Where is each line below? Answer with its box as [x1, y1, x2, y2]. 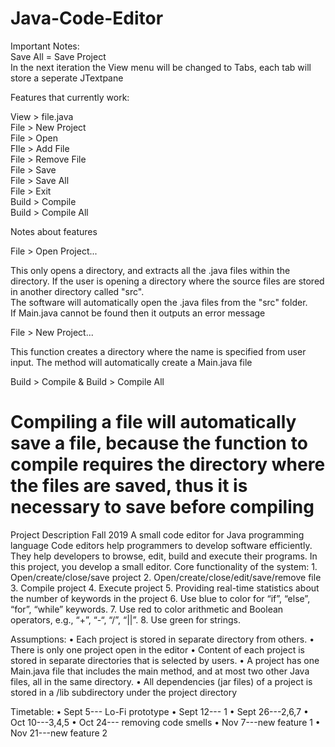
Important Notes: [10, 40, 80, 52]
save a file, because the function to [10, 432, 308, 455]
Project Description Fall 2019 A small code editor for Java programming [10, 528, 305, 541]
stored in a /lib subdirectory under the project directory [10, 686, 238, 698]
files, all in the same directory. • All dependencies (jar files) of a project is [10, 675, 313, 687]
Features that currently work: [10, 91, 130, 103]
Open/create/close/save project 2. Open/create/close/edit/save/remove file [10, 571, 322, 583]
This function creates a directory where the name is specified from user [10, 345, 307, 357]
